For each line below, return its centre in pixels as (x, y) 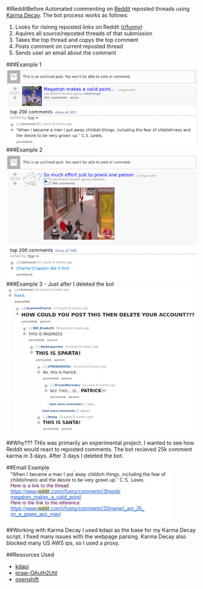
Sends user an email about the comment (65, 53)
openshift (27, 579)
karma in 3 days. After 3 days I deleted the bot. (65, 456)
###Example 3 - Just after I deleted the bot (60, 284)
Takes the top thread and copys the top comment (77, 40)
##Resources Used (30, 554)
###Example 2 (25, 150)
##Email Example (28, 467)
